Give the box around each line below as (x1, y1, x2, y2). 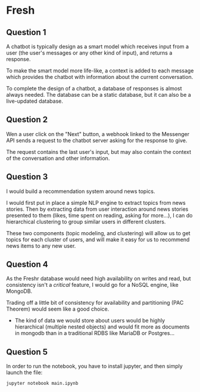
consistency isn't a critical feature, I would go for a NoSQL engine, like (6, 282, 179, 289)
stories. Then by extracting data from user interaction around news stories (6, 206, 189, 213)
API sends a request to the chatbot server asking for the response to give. (6, 137, 187, 144)
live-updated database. (6, 97, 64, 105)
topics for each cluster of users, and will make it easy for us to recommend (6, 236, 190, 243)
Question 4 (6, 260, 49, 270)
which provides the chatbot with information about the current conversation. (6, 74, 193, 80)
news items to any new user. (6, 242, 76, 249)
